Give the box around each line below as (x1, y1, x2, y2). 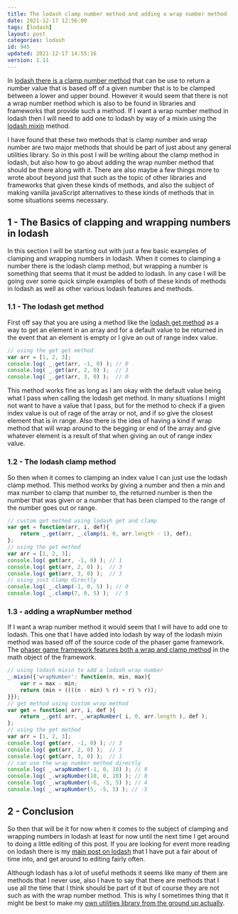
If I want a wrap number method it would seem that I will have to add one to (7, 623, 228, 632)
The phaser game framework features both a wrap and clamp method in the (7, 645, 229, 654)
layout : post (7, 30, 46, 38)
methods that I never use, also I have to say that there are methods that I (7, 876, 220, 884)
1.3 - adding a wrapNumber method (7, 606, 132, 616)
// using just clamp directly (7, 577, 97, 584)
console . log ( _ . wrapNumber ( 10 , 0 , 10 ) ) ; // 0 (7, 772, 148, 780)
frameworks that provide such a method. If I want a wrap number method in (7, 106, 229, 115)
